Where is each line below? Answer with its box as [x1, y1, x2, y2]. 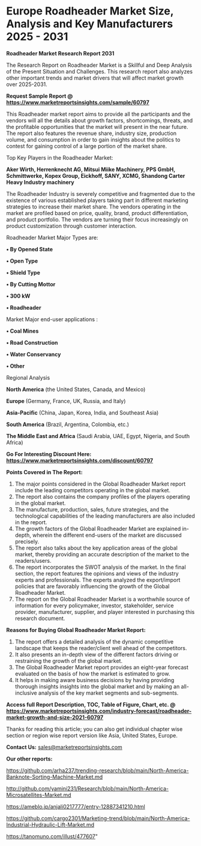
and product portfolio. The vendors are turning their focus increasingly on [6, 216, 188, 223]
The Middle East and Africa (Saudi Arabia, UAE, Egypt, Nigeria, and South [6, 432, 190, 439]
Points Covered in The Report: [6, 468, 83, 475]
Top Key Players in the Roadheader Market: [6, 154, 113, 161]
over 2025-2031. [6, 80, 48, 88]
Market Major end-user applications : [6, 315, 98, 323]
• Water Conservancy [6, 351, 61, 358]
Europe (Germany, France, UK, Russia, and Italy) [6, 397, 126, 404]
